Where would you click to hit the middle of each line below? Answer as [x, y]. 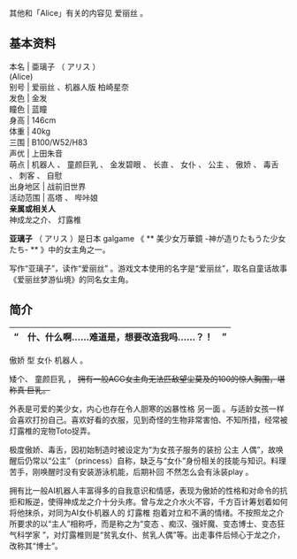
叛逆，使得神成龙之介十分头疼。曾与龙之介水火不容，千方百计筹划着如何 [156, 502]
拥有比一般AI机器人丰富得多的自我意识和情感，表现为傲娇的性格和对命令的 [145, 490]
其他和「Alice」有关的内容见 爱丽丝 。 [79, 13]
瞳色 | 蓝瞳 [28, 109]
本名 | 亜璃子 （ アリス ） [55, 66]
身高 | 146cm [33, 120]
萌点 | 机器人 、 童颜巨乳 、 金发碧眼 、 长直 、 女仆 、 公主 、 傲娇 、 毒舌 [144, 164]
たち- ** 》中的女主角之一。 [60, 249]
